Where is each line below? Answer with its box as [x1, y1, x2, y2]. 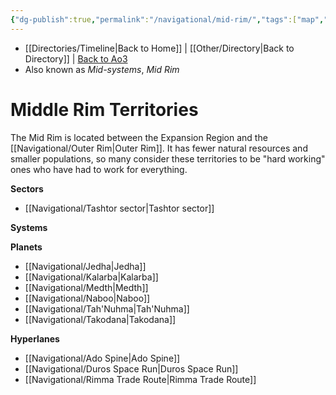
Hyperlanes [10, 332, 60, 345]
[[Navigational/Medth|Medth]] [24, 281, 149, 293]
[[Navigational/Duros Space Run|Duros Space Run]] [24, 362, 239, 375]
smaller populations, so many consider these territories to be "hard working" [10, 152, 326, 165]
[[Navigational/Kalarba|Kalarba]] [24, 271, 159, 283]
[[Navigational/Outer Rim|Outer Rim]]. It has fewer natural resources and [10, 142, 308, 154]
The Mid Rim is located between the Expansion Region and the [10, 131, 268, 143]
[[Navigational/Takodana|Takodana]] [24, 313, 177, 325]
